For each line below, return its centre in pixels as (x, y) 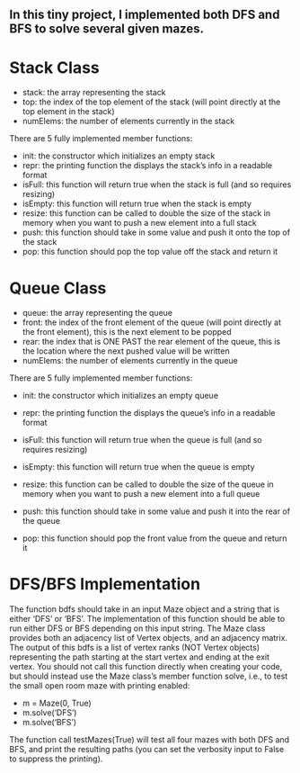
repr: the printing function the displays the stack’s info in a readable (147, 166)
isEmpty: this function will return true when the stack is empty (137, 204)
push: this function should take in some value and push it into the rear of (156, 511)
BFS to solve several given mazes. (107, 29)
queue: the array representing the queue (97, 313)
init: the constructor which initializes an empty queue (120, 396)
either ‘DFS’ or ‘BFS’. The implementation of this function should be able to (147, 619)
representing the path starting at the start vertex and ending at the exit (140, 657)
